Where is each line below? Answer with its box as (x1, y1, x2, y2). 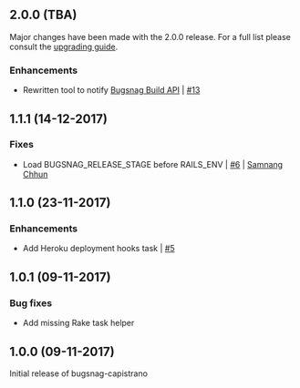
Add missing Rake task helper (22, 318, 135, 329)
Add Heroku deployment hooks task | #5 (22, 243, 175, 254)
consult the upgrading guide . (9, 41, 119, 52)
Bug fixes (9, 296, 53, 309)
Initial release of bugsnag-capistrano (9, 368, 149, 379)
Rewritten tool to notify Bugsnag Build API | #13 (22, 85, 201, 96)
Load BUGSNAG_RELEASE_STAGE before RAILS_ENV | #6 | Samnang (22, 158, 284, 169)
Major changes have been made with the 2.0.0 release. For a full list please (9, 31, 292, 42)
